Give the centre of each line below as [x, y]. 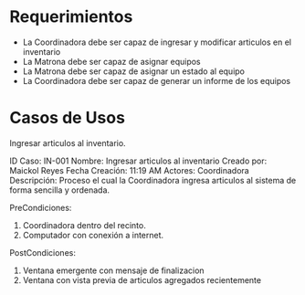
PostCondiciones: [42, 252]
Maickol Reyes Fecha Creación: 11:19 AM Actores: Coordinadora [129, 170]
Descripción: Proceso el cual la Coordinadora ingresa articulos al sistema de [153, 180]
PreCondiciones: [41, 207]
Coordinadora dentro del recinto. [84, 225]
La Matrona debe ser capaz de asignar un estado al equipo [133, 71]
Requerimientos [71, 17]
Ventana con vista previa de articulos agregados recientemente [142, 279]
